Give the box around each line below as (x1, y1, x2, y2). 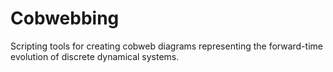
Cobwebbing (10, 7, 120, 30)
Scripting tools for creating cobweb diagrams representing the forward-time (10, 40, 323, 52)
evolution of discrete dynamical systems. (10, 50, 180, 62)
